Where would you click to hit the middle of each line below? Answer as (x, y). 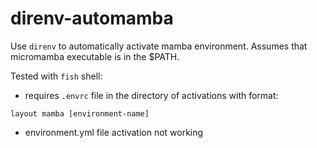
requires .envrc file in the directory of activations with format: (151, 95)
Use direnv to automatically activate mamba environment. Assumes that (159, 46)
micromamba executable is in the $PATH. (95, 56)
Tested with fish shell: (56, 76)
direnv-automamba (92, 18)
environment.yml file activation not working (114, 132)
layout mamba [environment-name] (80, 113)
